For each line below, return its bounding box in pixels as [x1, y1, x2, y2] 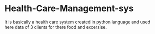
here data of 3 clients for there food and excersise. [4, 24, 107, 30]
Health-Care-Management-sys [4, 3, 134, 14]
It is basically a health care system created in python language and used [4, 19, 151, 25]
